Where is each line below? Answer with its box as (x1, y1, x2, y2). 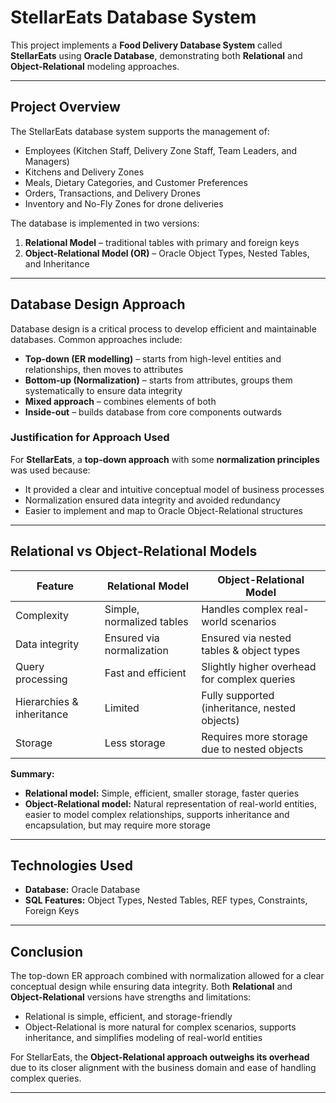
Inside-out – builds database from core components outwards (24, 406, 282, 418)
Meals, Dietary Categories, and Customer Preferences (24, 176, 248, 188)
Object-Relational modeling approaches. (10, 60, 180, 72)
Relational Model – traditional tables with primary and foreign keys (24, 236, 300, 248)
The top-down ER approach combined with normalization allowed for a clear (10, 970, 325, 982)
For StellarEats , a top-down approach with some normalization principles (10, 453, 320, 465)
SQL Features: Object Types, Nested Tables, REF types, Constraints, (24, 894, 308, 906)
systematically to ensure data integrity (24, 384, 183, 396)
